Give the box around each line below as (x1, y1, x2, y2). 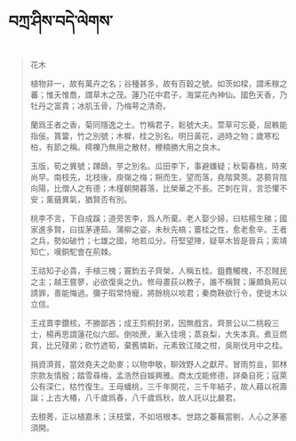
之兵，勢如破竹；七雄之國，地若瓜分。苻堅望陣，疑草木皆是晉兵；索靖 (29, 235, 288, 246)
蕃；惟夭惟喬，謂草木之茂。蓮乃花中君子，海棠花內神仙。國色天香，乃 (29, 89, 288, 100)
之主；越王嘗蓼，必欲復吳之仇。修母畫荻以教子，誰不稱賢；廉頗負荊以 (29, 276, 288, 287)
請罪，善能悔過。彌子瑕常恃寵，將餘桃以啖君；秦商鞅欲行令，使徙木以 (29, 287, 288, 298)
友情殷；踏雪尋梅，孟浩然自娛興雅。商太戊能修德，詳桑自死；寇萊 (45, 370, 288, 380)
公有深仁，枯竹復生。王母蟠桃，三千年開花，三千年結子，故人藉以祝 (29, 380, 280, 391)
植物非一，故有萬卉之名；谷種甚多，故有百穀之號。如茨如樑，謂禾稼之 (29, 78, 288, 88)
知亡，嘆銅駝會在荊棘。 (29, 246, 116, 257)
